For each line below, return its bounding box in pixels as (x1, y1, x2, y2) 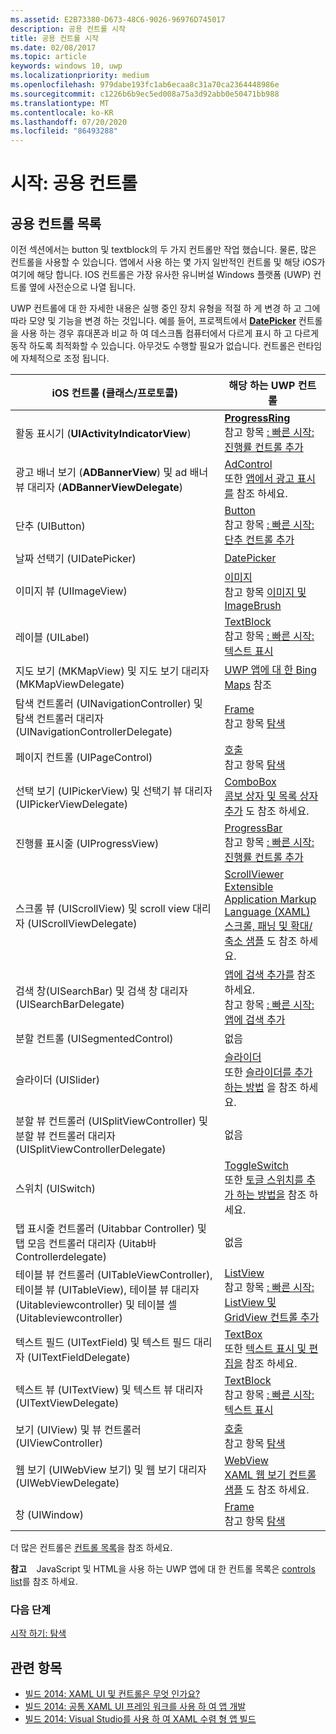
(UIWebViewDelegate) (15, 1476, 120, 1490)
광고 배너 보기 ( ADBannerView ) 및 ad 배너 (15, 466, 209, 480)
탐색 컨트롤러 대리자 (15, 712, 105, 726)
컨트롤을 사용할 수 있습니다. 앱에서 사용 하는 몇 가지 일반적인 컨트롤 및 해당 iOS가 (10, 256, 326, 268)
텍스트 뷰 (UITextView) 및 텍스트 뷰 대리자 (15, 1383, 204, 1397)
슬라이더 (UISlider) (15, 1073, 101, 1087)
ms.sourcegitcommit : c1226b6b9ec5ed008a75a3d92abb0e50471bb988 (10, 89, 280, 99)
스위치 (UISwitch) (15, 1182, 97, 1196)
